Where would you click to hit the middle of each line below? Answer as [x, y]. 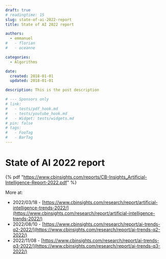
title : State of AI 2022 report [40, 24]
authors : [15, 34]
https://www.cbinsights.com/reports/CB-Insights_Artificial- [85, 177]
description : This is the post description [52, 90]
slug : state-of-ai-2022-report [39, 19]
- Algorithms [24, 62]
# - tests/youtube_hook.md [36, 113]
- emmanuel [21, 38]
